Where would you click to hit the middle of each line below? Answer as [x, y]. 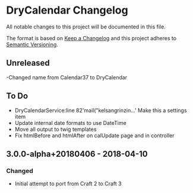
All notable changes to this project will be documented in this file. [86, 27]
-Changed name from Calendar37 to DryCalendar [67, 77]
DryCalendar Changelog [67, 10]
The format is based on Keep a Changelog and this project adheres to [91, 38]
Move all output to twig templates [56, 129]
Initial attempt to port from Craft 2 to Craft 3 [68, 184]
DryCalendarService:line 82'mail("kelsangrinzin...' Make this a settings [101, 110]
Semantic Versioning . [32, 44]
